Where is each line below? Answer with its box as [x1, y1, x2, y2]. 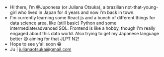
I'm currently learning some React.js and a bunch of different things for [9, 15, 156, 20]
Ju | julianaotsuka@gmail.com [9, 47, 72, 52]
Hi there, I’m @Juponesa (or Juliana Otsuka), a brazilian [9, 4, 124, 10]
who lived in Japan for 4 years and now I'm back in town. [17, 9, 135, 15]
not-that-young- [125, 4, 159, 10]
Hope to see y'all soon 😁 [9, 41, 62, 47]
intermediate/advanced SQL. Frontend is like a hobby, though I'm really [9, 25, 156, 31]
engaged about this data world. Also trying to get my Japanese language [9, 31, 160, 36]
